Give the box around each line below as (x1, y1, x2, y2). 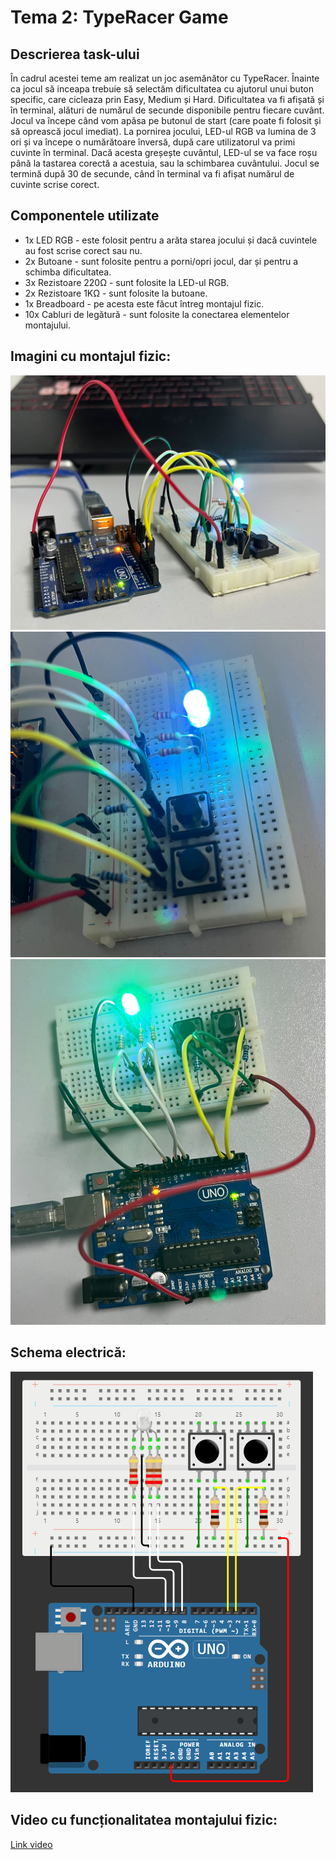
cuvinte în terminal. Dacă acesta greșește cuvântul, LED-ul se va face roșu (10, 147, 318, 158)
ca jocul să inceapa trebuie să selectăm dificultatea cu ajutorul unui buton (10, 83, 314, 95)
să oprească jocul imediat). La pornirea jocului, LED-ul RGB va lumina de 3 (10, 126, 317, 137)
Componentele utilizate (10, 207, 160, 225)
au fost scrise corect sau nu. (24, 244, 143, 256)
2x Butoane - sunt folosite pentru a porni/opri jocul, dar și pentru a (24, 255, 299, 267)
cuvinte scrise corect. (10, 179, 100, 190)
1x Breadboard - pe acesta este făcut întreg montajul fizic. (24, 297, 265, 310)
